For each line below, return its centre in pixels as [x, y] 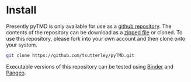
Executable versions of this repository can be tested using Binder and [90, 66]
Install [21, 10]
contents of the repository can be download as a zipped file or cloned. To [94, 32]
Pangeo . [16, 73]
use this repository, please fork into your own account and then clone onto [96, 38]
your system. [22, 45]
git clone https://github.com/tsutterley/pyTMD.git [70, 55]
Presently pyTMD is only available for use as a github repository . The [89, 26]
